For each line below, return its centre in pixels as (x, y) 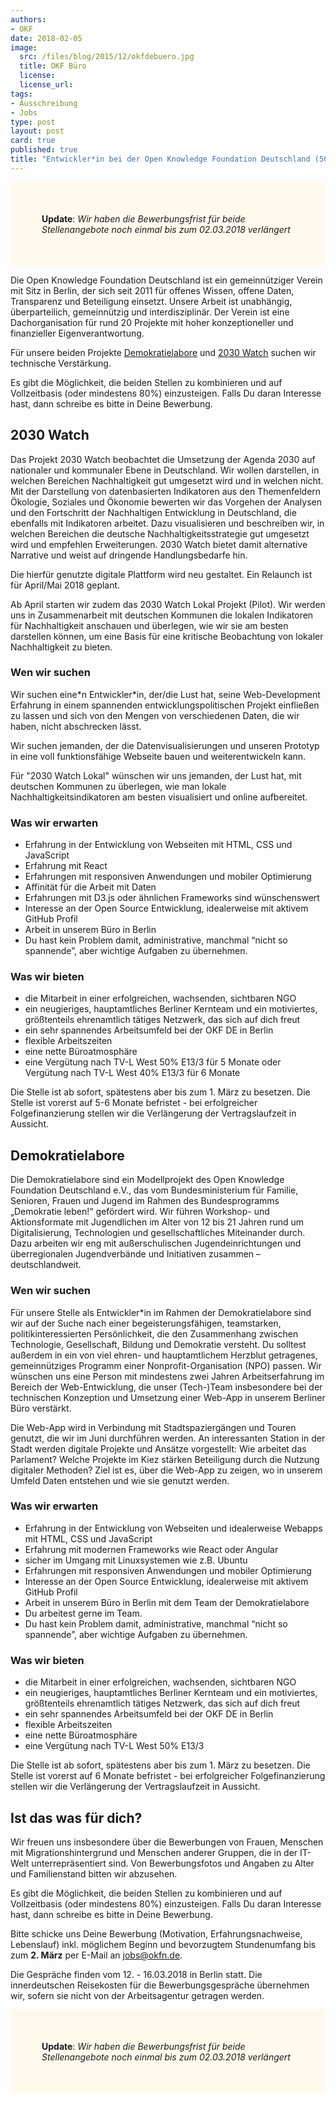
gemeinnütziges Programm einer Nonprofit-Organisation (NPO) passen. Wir (166, 1365)
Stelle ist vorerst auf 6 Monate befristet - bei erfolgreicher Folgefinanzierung (168, 1776)
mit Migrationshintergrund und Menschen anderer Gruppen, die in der (154, 1852)
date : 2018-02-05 (46, 38)
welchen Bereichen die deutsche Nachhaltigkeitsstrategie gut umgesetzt (160, 533)
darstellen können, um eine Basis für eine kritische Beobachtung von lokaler (167, 636)
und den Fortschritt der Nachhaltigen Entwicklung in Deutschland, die (153, 512)
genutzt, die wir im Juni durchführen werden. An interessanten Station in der (168, 1438)
